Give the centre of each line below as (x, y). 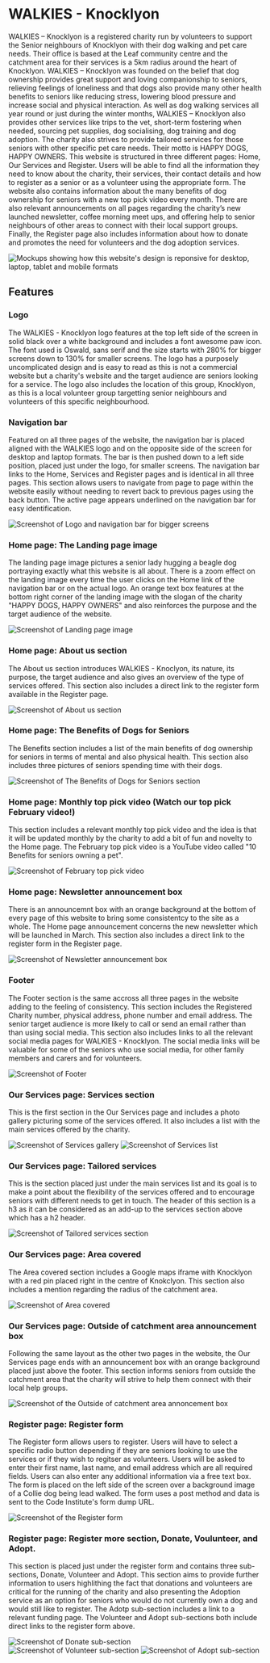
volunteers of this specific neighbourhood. (79, 401)
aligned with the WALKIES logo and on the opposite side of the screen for (130, 448)
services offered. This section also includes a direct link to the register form (134, 685)
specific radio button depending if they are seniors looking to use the (123, 1451)
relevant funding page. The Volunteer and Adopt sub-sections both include (133, 1618)
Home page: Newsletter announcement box (96, 892)
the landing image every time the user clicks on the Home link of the (122, 580)
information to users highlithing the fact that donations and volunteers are (131, 1583)
